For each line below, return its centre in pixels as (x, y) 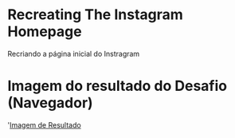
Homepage (45, 32)
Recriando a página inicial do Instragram (74, 53)
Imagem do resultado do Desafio (117, 86)
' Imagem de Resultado (44, 124)
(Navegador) (50, 103)
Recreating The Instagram (96, 15)
